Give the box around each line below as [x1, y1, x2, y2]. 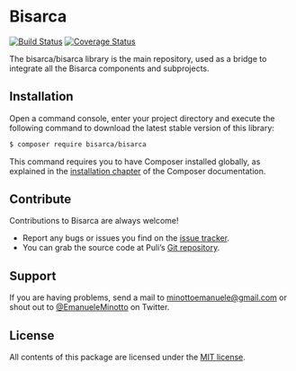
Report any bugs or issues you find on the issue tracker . [22, 233, 230, 243]
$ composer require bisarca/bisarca [9, 139, 147, 149]
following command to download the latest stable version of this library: [9, 122, 274, 133]
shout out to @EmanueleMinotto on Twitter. [9, 302, 170, 313]
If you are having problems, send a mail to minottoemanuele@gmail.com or [9, 292, 288, 303]
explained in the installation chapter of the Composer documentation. [9, 165, 266, 176]
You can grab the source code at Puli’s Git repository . [22, 243, 220, 253]
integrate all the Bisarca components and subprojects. [9, 63, 210, 74]
